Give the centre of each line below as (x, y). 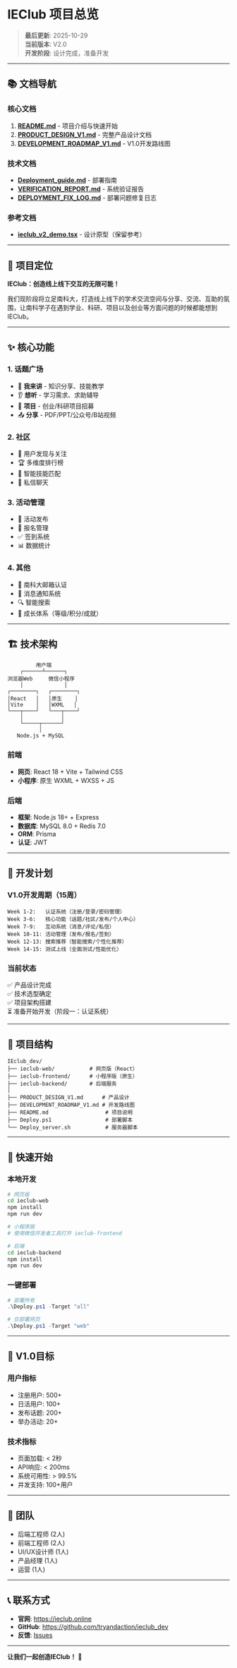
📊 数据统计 (34, 546)
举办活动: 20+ (38, 1421)
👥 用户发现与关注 (42, 454)
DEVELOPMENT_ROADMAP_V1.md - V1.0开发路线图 (94, 143)
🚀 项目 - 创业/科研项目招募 (56, 406)
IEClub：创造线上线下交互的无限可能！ (63, 284)
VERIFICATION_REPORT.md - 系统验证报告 (81, 188)
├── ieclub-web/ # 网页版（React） (73, 1069)
